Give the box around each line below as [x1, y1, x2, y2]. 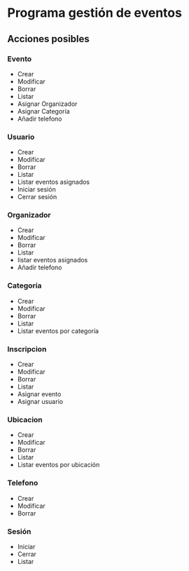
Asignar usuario [17, 398, 64, 406]
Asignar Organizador [17, 100, 78, 108]
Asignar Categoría [17, 107, 70, 115]
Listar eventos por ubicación [17, 461, 100, 469]
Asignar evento [17, 390, 62, 398]
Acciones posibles [7, 33, 90, 45]
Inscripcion [7, 344, 47, 354]
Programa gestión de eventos [7, 5, 182, 21]
